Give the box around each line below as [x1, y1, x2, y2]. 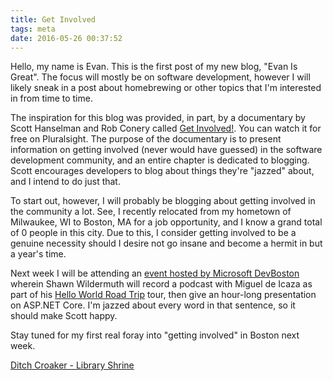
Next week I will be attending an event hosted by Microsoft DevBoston [10, 267, 300, 280]
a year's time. [10, 248, 67, 260]
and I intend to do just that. [10, 176, 121, 188]
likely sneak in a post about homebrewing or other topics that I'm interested [10, 82, 322, 94]
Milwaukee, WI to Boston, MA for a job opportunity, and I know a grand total [10, 216, 323, 228]
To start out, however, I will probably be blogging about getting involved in [10, 195, 316, 207]
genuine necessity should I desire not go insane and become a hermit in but [10, 237, 323, 250]
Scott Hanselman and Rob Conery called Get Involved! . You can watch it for [10, 122, 322, 135]
